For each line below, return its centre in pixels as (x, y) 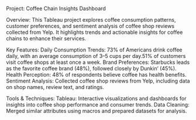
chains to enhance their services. (46, 38)
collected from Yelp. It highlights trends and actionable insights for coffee (94, 32)
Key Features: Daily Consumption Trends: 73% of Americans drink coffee (94, 50)
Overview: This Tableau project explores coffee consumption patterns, (91, 20)
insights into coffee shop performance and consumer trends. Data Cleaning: (98, 104)
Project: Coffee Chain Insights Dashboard (56, 8)
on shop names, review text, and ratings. (55, 87)
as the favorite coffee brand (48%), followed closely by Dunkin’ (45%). (91, 68)
